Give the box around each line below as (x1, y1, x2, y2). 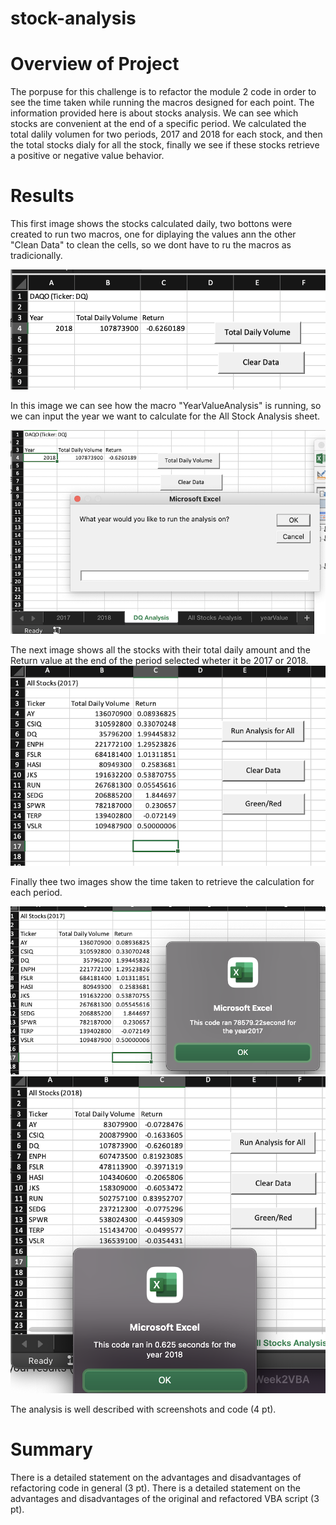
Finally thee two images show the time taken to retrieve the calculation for (10, 876, 315, 888)
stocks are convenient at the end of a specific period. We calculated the (10, 118, 307, 130)
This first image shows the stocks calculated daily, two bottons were (10, 218, 293, 230)
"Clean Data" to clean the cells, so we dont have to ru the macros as (10, 239, 292, 251)
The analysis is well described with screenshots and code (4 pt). (10, 1403, 277, 1416)
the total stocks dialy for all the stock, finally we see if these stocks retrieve (10, 139, 320, 151)
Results (10, 185, 75, 207)
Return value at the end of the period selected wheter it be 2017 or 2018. (10, 654, 309, 666)
